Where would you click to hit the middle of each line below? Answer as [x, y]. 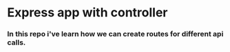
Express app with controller [87, 13]
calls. [17, 42]
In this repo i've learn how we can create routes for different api [115, 34]
